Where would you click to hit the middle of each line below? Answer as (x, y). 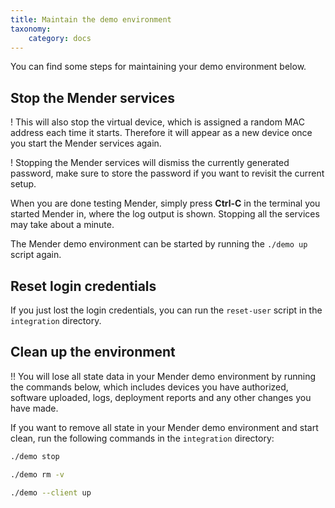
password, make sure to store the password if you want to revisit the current (167, 173)
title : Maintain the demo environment (91, 19)
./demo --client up (51, 492)
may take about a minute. (62, 225)
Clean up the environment (93, 352)
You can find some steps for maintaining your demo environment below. (158, 67)
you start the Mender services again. (86, 143)
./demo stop (35, 456)
